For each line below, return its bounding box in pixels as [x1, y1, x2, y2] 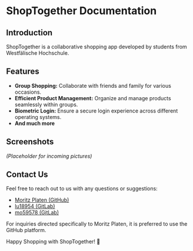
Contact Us [6, 170, 48, 180]
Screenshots [6, 137, 54, 147]
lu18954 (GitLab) [14, 203, 55, 210]
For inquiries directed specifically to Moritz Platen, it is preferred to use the [6, 220, 188, 227]
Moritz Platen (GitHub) [14, 196, 69, 204]
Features [6, 67, 39, 77]
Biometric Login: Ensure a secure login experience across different [14, 107, 178, 114]
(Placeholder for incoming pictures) [6, 152, 92, 160]
